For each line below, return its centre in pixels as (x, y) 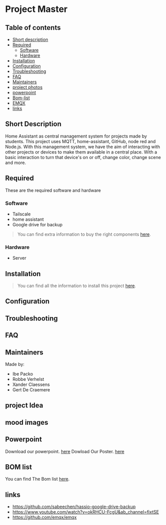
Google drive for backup (37, 224)
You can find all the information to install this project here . (77, 286)
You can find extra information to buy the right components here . (84, 234)
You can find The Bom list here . (37, 479)
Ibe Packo (23, 374)
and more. (16, 163)
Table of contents (33, 28)
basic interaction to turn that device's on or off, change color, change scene (83, 157)
